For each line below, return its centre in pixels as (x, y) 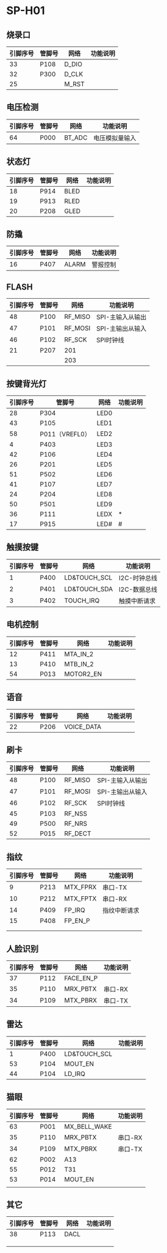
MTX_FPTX (80, 899)
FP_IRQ (75, 910)
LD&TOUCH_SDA (89, 589)
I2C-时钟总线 (138, 578)
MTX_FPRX (80, 887)
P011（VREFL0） (66, 434)
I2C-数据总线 (138, 589)
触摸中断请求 (137, 600)
